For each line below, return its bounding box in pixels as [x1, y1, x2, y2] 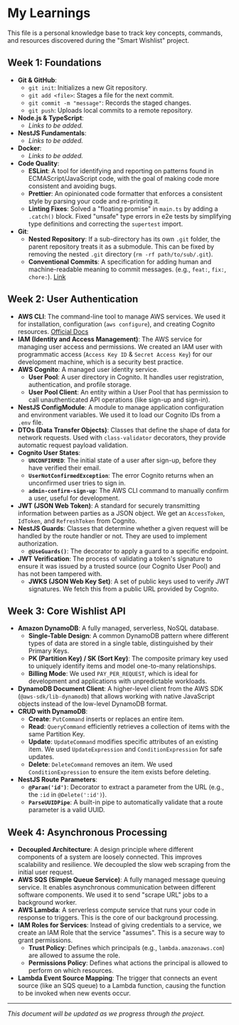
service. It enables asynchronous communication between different [17, 883, 216, 892]
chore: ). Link [28, 272, 66, 281]
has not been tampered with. [17, 569, 102, 578]
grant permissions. [17, 936, 73, 945]
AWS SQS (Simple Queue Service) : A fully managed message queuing [17, 875, 226, 884]
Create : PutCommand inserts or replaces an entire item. [28, 714, 185, 724]
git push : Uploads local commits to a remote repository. [28, 105, 193, 115]
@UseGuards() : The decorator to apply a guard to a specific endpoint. [28, 546, 229, 555]
